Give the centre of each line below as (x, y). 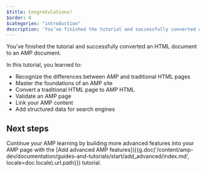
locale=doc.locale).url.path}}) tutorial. (54, 163)
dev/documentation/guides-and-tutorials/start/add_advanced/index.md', (98, 156)
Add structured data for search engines (65, 109)
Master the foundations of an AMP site (64, 83)
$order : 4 (19, 18)
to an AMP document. (34, 53)
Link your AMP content (44, 103)
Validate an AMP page (43, 96)
